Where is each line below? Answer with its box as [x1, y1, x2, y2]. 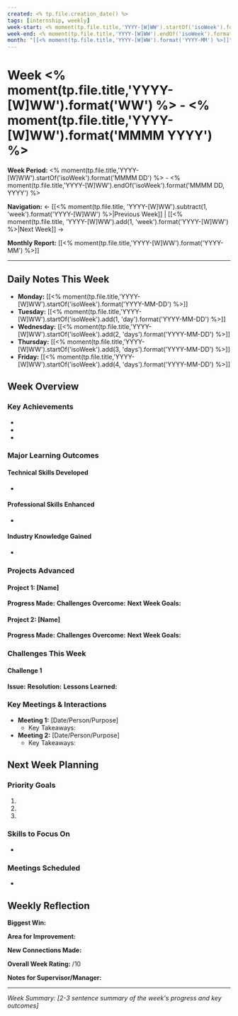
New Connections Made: [7, 946, 82, 954]
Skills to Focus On [7, 829, 71, 839]
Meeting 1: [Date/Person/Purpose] [17, 715, 119, 724]
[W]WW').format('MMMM [7, 128, 165, 144]
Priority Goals [7, 781, 56, 791]
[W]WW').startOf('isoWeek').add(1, [17, 315, 120, 323]
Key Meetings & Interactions [7, 700, 107, 710]
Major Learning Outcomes [7, 451, 99, 461]
